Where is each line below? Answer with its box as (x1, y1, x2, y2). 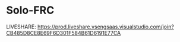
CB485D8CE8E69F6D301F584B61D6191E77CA (6, 29, 121, 36)
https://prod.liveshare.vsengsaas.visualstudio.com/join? (37, 23, 174, 30)
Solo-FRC (6, 4, 55, 17)
